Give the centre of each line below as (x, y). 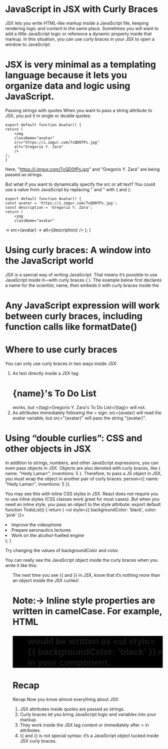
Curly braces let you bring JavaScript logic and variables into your (88, 714)
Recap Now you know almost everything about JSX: (66, 699)
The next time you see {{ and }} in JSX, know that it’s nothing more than (86, 575)
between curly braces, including (74, 316)
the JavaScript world (49, 261)
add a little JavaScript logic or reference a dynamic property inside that (78, 34)
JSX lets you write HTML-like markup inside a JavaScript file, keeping (77, 23)
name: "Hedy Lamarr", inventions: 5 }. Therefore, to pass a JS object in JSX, (83, 473)
